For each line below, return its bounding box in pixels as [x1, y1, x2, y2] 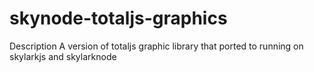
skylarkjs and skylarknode [9, 50, 117, 62]
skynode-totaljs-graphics [9, 7, 228, 30]
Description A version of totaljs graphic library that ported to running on [9, 40, 304, 52]
